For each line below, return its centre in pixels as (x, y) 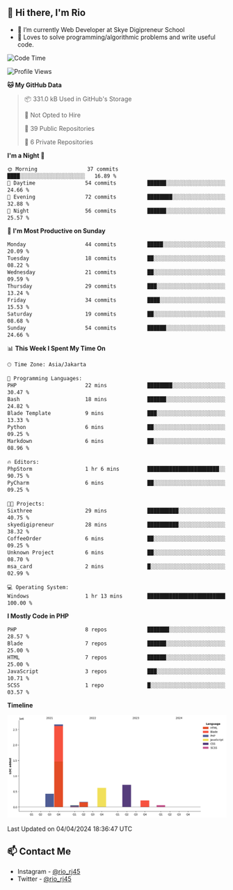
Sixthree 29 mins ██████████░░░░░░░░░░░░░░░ (116, 510)
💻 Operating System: (38, 587)
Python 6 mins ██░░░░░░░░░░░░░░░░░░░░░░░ (116, 427)
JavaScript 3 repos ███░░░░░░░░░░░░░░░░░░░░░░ (116, 671)
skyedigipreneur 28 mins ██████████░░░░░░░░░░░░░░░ (116, 524)
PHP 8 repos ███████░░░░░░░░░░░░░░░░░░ (116, 630)
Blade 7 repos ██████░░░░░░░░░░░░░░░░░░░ (116, 643)
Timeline (20, 705)
